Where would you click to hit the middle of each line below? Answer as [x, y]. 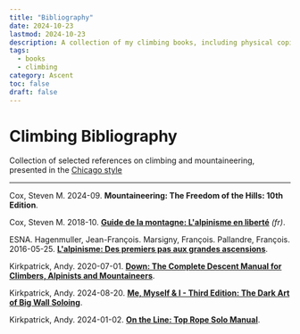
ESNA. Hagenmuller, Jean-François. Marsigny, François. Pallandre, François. [150, 240]
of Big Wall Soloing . [46, 303]
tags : [19, 51]
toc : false [29, 84]
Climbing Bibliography [93, 136]
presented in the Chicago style [66, 170]
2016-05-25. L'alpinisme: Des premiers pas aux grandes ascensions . [139, 249]
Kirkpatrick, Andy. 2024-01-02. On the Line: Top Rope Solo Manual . [135, 320]
